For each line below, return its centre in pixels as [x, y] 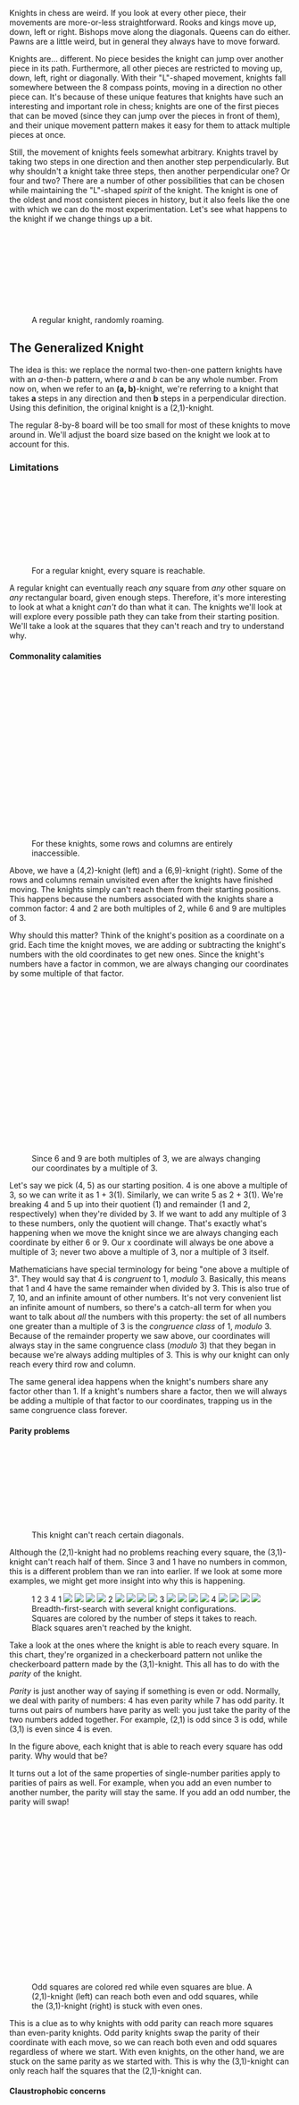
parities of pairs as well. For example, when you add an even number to [141, 1782]
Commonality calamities [55, 656]
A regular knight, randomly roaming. [98, 320]
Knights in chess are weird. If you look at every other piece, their [128, 13]
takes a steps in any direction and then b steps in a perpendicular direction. [148, 398]
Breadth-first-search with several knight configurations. [134, 1608]
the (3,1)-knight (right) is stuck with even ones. [117, 2006]
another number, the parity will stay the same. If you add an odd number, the [150, 1792]
